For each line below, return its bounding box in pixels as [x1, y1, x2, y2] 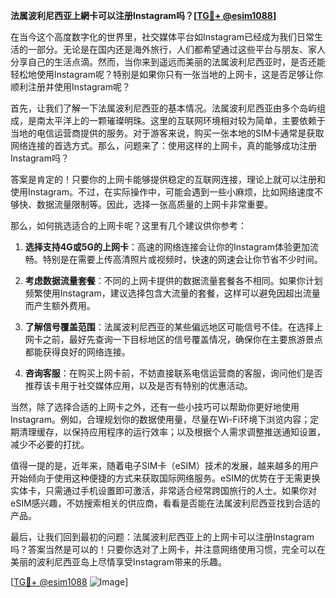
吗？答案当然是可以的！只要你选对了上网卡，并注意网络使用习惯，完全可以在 [10, 544, 326, 555]
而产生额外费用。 [24, 300, 96, 311]
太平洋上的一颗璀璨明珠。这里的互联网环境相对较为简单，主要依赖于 [44, 115, 326, 126]
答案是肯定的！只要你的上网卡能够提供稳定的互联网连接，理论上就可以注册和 [10, 174, 326, 185]
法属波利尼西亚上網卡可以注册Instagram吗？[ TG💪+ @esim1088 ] [10, 10, 277, 21]
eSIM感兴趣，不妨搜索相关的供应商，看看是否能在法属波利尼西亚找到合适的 [10, 497, 321, 509]
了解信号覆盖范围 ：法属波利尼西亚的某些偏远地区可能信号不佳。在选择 [24, 321, 315, 333]
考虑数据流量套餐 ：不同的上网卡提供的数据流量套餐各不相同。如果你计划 [24, 275, 323, 286]
